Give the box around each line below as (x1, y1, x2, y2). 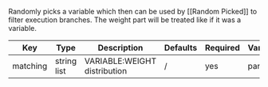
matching (12, 61, 48, 71)
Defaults (164, 43, 198, 53)
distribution (84, 66, 128, 76)
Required (204, 43, 241, 53)
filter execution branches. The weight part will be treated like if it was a (8, 15, 242, 25)
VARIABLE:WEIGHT (84, 55, 157, 66)
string (54, 55, 77, 66)
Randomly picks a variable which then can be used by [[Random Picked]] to (8, 7, 258, 16)
